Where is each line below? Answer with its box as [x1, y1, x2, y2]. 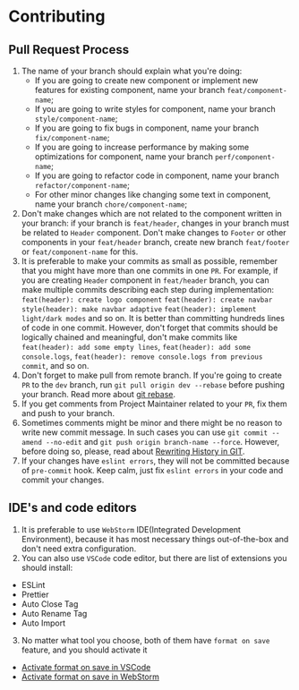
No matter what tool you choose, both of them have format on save [21, 635, 270, 645]
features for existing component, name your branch [34, 85, 226, 95]
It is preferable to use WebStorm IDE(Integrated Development [21, 524, 241, 534]
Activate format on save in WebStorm [21, 671, 160, 682]
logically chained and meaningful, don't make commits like [21, 332, 238, 342]
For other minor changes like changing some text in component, [34, 190, 271, 200]
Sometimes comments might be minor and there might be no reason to [21, 418, 283, 428]
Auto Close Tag [21, 598, 79, 609]
